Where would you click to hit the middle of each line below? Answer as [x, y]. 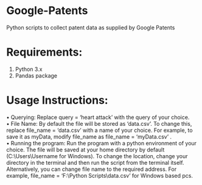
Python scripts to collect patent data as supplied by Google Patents [91, 27]
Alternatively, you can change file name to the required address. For [92, 169]
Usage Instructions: [57, 100]
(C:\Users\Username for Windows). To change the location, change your [97, 156]
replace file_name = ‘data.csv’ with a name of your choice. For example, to [99, 130]
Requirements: [44, 52]
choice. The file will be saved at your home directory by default [85, 150]
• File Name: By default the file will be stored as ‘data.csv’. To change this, [99, 123]
